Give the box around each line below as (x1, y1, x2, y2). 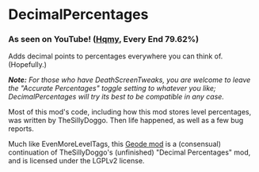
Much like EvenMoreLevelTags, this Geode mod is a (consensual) (8, 140, 222, 149)
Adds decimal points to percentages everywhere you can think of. (8, 51, 223, 61)
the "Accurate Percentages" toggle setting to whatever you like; (8, 84, 216, 93)
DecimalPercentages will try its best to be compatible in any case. (8, 92, 224, 102)
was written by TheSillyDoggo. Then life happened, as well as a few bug (8, 116, 244, 125)
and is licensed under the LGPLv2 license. (8, 156, 145, 166)
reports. (8, 124, 34, 133)
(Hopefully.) (8, 60, 48, 69)
